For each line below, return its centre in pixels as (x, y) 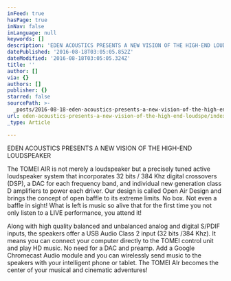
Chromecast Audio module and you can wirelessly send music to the (104, 255)
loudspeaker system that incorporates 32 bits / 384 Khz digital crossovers (112, 176)
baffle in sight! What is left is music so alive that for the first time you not (109, 205)
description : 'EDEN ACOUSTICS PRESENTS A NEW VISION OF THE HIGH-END (109, 45)
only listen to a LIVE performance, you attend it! (75, 212)
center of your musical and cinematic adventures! (77, 270)
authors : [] (24, 84)
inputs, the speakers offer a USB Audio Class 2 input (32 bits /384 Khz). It (112, 233)
